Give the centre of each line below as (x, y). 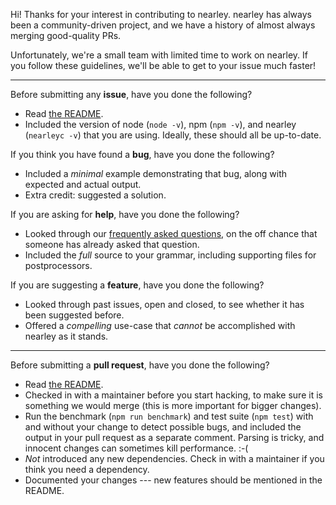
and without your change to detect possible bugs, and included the (163, 427)
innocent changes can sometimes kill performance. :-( (136, 448)
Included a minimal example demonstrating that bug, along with (156, 173)
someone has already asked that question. (112, 244)
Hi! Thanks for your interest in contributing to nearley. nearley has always (161, 14)
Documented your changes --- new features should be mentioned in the (173, 480)
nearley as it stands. (66, 336)
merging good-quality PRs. (66, 35)
